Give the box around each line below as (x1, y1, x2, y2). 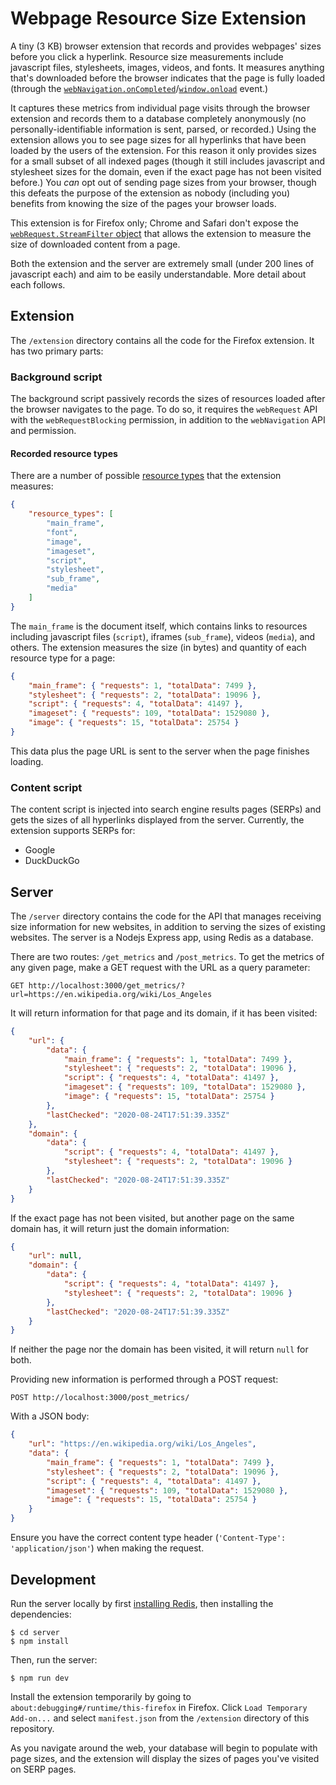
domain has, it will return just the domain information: (10, 1222, 230, 1234)
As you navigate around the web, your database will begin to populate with (10, 1742, 318, 1754)
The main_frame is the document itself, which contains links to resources (10, 620, 308, 632)
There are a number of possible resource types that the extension (10, 470, 282, 482)
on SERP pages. (10, 1763, 77, 1775)
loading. (10, 755, 44, 767)
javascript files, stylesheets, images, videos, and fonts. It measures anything (10, 61, 325, 73)
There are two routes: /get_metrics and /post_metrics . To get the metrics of (10, 950, 325, 962)
